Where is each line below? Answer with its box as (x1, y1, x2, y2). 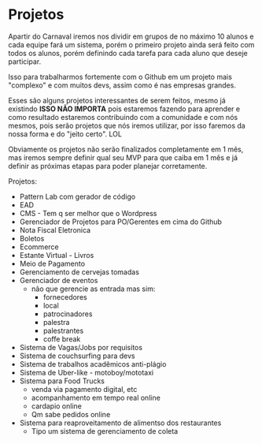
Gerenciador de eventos (19, 275, 98, 285)
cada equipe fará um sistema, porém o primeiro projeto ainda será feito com (8, 39, 255, 49)
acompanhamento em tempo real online (31, 393, 161, 402)
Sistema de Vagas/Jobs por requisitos (19, 342, 143, 352)
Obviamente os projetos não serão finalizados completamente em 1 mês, (8, 144, 244, 154)
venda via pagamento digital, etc (31, 384, 138, 394)
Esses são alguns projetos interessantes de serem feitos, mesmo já (8, 95, 226, 105)
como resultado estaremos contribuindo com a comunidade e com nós (8, 112, 238, 121)
